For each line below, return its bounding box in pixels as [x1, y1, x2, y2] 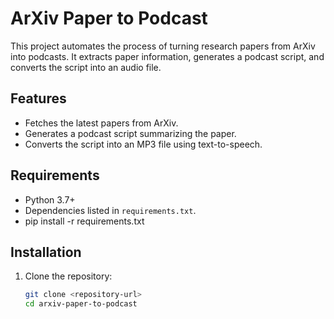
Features [10, 90, 67, 107]
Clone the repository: [24, 270, 113, 282]
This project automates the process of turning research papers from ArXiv [10, 40, 316, 52]
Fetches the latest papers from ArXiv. [24, 117, 179, 129]
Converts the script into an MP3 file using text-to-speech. [24, 138, 263, 150]
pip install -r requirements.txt [24, 215, 145, 227]
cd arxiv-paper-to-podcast [24, 299, 138, 309]
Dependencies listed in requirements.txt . [24, 204, 197, 216]
